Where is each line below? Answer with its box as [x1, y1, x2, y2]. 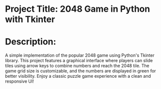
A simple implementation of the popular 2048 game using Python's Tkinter [5, 52, 155, 58]
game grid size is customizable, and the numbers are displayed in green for [5, 68, 156, 74]
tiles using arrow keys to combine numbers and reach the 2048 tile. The [5, 63, 149, 69]
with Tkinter [5, 14, 55, 25]
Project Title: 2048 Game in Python [5, 3, 150, 15]
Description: [5, 36, 56, 47]
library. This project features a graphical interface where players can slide [5, 58, 153, 64]
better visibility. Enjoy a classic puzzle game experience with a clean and [5, 73, 151, 79]
